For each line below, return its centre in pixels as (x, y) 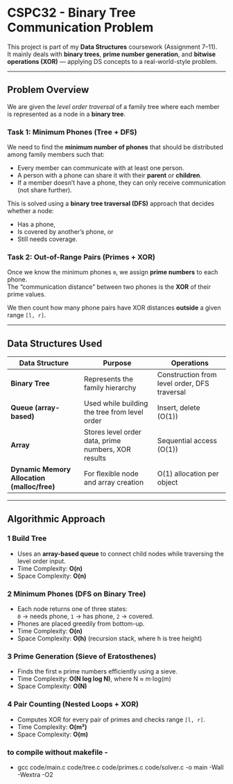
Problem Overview (48, 90)
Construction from (187, 375)
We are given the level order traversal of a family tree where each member (113, 106)
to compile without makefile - (58, 752)
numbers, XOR (107, 449)
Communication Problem (80, 27)
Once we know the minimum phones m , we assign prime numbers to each (113, 272)
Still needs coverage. (47, 239)
